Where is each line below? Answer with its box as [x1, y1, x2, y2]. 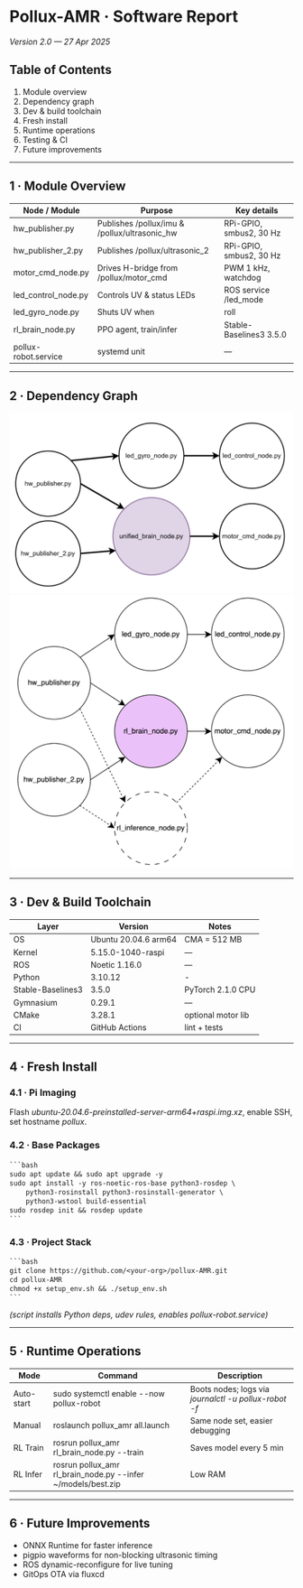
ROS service [224, 284, 271, 295]
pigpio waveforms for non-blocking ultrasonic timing [22, 1549, 218, 1560]
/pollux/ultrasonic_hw [96, 228, 178, 238]
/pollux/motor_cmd [96, 272, 168, 283]
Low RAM [189, 1469, 226, 1480]
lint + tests [184, 1022, 224, 1033]
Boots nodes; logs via [189, 1383, 271, 1394]
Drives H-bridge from [96, 262, 179, 273]
